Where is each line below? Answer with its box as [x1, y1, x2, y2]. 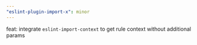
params [6, 31, 25, 39]
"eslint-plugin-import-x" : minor [6, 8, 90, 15]
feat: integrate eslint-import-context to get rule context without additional [6, 25, 191, 32]
